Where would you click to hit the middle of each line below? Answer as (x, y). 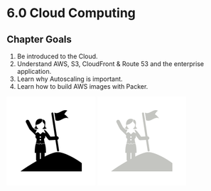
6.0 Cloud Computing (71, 13)
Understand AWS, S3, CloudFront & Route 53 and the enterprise (110, 64)
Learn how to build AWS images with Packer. (82, 86)
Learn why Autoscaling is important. (70, 79)
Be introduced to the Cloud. (57, 56)
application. (34, 71)
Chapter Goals (39, 39)
